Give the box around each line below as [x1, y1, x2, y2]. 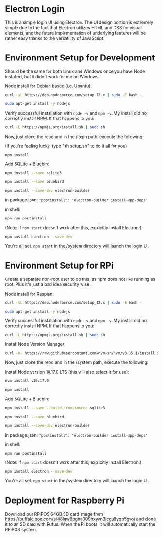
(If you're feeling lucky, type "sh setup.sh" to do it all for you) [5, 143, 127, 149]
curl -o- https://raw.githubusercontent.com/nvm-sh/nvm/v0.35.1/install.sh [5, 351, 162, 356]
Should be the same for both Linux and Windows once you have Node [5, 68, 145, 74]
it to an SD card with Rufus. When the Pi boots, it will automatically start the [5, 521, 156, 527]
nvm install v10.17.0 [5, 378, 49, 383]
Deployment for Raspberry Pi [5, 495, 125, 506]
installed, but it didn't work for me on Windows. [5, 73, 99, 79]
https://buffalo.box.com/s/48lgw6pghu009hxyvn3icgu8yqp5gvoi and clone [5, 516, 156, 522]
